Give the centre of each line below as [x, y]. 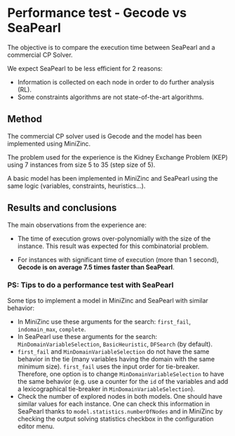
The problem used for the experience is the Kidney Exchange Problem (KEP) [117, 157]
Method [25, 119]
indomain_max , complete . [52, 329]
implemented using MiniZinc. [49, 143]
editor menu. [36, 426]
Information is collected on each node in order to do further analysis [116, 82]
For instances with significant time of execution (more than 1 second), [118, 259]
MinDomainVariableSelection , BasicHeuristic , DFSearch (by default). [115, 344]
